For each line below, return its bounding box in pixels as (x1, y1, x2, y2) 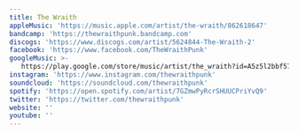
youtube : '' (9, 111, 53, 120)
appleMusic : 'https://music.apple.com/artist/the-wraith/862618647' (9, 21, 268, 30)
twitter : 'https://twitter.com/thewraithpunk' (9, 94, 184, 104)
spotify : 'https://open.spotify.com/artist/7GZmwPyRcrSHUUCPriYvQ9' (9, 86, 268, 95)
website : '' (9, 103, 53, 112)
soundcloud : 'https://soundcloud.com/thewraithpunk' (9, 78, 208, 87)
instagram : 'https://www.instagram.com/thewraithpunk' (9, 71, 216, 79)
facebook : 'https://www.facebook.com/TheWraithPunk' (9, 46, 208, 55)
